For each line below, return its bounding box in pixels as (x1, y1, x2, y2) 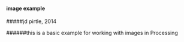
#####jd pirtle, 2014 (6, 18, 57, 25)
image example (6, 5, 46, 12)
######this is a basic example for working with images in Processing (6, 30, 178, 37)
